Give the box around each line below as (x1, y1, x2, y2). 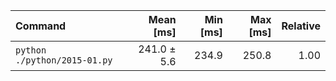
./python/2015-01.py (15, 55, 113, 66)
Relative (281, 19, 321, 33)
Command (15, 19, 67, 33)
